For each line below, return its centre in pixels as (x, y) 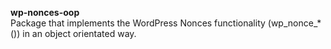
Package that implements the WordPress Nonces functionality (138, 23)
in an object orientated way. (79, 33)
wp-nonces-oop (45, 12)
